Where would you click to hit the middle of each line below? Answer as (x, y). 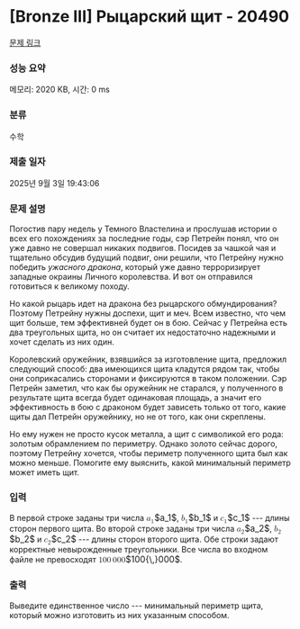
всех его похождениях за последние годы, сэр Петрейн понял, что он (144, 238)
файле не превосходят (53, 560)
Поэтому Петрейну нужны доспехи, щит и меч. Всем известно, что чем (148, 313)
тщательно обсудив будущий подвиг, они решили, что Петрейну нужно (146, 257)
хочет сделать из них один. (62, 342)
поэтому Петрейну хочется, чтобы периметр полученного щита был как (149, 454)
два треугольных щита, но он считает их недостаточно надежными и (143, 332)
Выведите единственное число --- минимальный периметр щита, (136, 606)
